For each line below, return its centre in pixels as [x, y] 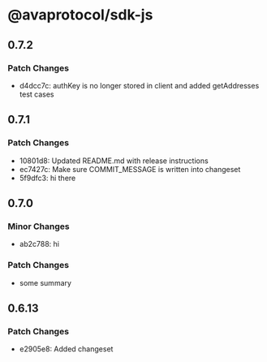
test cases [37, 94]
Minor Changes [39, 226]
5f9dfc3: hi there [47, 178]
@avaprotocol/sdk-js [80, 15]
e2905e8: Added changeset [66, 349]
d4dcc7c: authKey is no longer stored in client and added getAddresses [139, 85]
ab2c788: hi [39, 244]
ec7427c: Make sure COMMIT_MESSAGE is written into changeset [130, 169]
